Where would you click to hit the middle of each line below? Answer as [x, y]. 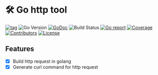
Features [20, 49]
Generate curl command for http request [55, 67]
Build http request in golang [42, 61]
